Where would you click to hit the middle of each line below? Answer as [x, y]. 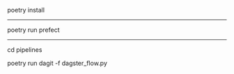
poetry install [26, 10]
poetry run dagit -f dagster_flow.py [57, 63]
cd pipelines [25, 50]
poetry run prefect [34, 30]
